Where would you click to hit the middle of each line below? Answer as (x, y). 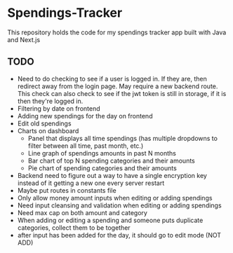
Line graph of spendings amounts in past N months (102, 153)
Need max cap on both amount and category (82, 212)
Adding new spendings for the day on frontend (85, 116)
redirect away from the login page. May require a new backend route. (118, 86)
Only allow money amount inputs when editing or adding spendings (115, 198)
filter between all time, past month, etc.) (86, 146)
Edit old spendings (44, 123)
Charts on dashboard (48, 130)
